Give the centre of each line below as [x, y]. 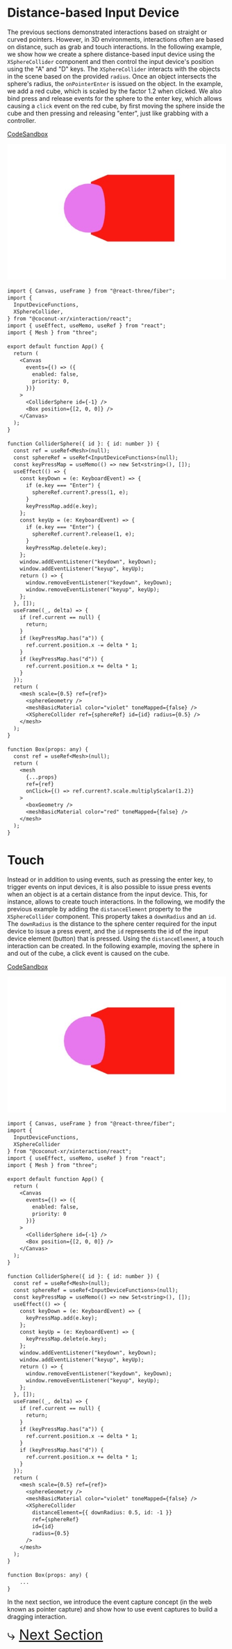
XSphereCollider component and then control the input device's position [110, 61]
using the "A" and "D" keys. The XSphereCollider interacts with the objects [114, 69]
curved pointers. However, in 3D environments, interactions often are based [116, 39]
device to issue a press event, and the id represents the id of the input [108, 931]
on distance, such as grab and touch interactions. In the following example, [115, 47]
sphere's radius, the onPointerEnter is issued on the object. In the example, [115, 83]
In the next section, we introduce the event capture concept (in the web [110, 1602]
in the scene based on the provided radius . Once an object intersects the [112, 76]
